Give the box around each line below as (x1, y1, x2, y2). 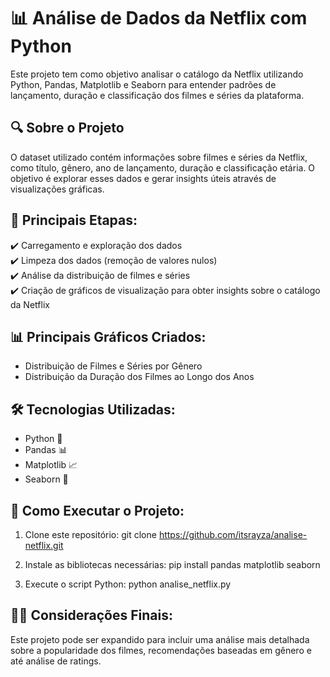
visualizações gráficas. (10, 183, 105, 195)
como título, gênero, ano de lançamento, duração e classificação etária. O (10, 161, 316, 174)
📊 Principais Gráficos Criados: (10, 328, 207, 345)
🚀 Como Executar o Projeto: (10, 502, 185, 519)
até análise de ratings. (10, 655, 102, 667)
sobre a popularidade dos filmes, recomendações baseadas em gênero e (10, 644, 312, 656)
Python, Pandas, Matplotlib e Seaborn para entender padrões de (10, 78, 277, 90)
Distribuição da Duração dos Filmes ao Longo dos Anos (24, 371, 255, 383)
